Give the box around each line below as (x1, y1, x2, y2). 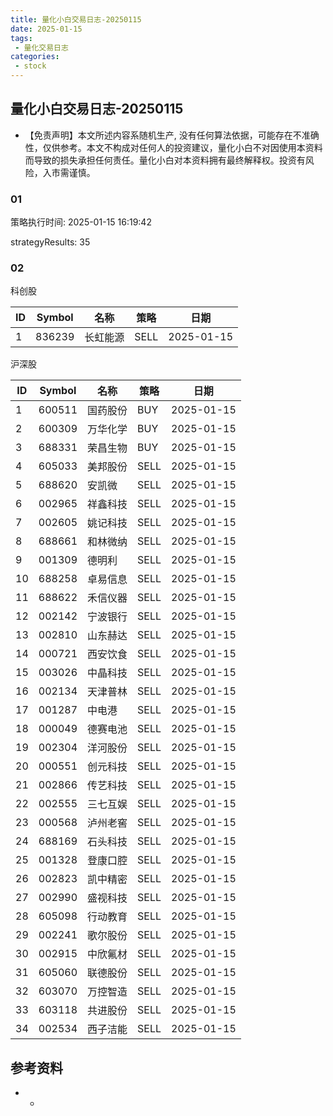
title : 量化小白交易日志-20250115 (10, 14, 142, 25)
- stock (14, 61, 47, 71)
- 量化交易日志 (14, 42, 69, 53)
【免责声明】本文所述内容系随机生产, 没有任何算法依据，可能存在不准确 (24, 129, 320, 141)
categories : (10, 52, 60, 62)
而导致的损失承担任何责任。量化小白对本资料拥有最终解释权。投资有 (24, 154, 306, 166)
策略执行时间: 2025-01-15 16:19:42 (10, 216, 152, 228)
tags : (10, 33, 33, 43)
